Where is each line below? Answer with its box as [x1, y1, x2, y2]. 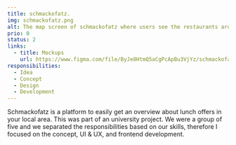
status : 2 [7, 36, 37, 43]
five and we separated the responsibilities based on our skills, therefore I [7, 123, 218, 131]
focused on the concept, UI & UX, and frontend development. [7, 130, 185, 139]
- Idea [13, 69, 33, 76]
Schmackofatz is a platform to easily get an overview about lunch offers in [7, 108, 222, 116]
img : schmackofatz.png [7, 17, 74, 24]
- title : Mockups [13, 50, 65, 57]
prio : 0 [7, 29, 30, 37]
